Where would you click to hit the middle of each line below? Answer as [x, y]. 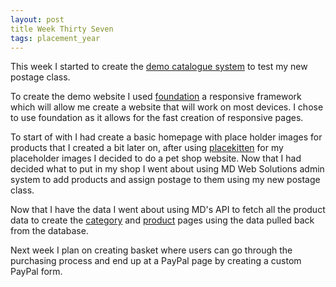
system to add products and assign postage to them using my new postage [165, 180]
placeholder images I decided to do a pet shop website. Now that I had [156, 158]
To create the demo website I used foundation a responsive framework [156, 97]
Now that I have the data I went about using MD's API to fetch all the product [168, 210]
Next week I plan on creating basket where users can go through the [151, 250]
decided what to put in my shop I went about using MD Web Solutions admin [167, 169]
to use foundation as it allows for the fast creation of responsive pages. [157, 118]
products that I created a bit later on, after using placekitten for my [147, 148]
